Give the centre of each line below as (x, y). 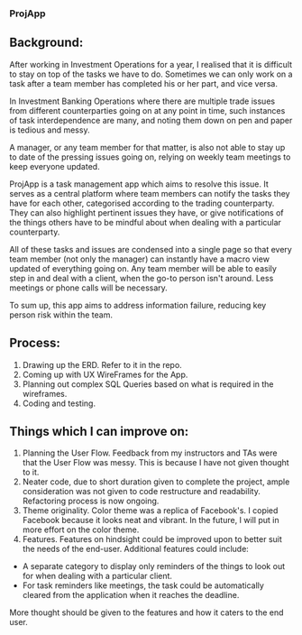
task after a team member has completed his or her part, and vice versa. (143, 83)
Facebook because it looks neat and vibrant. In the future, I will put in (151, 520)
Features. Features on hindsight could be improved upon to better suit (152, 539)
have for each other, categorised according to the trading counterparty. (142, 203)
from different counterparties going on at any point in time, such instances (147, 110)
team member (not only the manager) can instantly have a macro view (140, 259)
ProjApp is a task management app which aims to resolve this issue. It (139, 184)
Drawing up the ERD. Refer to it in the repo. (102, 364)
